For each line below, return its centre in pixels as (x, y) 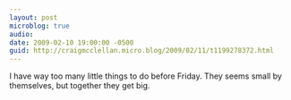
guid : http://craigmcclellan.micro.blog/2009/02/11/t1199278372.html (142, 51)
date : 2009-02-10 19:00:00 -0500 (72, 42)
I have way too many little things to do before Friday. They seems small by (145, 76)
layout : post (34, 17)
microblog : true (39, 26)
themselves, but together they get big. (80, 86)
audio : (21, 34)
